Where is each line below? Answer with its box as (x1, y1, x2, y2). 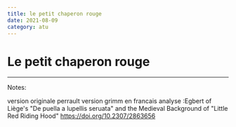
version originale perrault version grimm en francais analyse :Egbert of (7, 97, 212, 105)
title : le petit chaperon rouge (7, 10, 102, 18)
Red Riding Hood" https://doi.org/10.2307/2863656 (7, 112, 156, 120)
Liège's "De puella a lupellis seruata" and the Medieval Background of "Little (7, 105, 228, 113)
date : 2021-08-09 (7, 17, 58, 24)
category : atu (7, 23, 49, 30)
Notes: (7, 83, 27, 92)
